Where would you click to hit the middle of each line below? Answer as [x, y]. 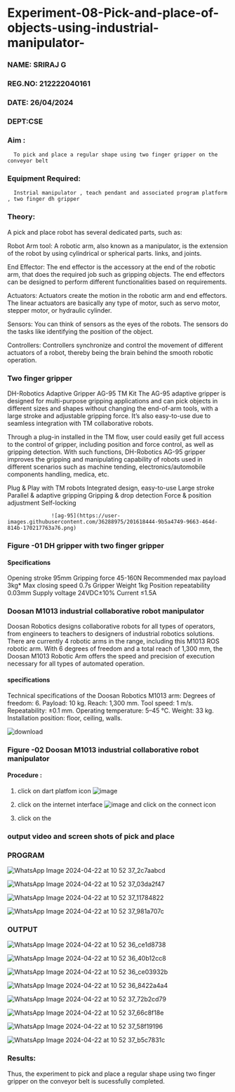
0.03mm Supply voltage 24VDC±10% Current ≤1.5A [82, 593]
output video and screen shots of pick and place [91, 836]
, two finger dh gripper [43, 199]
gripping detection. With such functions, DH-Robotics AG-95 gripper [106, 452]
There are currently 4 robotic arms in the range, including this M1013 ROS [113, 642]
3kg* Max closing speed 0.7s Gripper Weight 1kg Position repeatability [109, 585]
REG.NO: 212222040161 [49, 84]
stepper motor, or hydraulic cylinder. [60, 310]
